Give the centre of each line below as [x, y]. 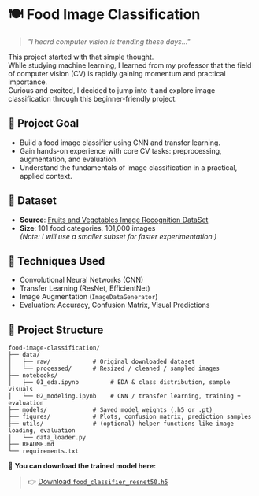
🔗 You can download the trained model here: [82, 466]
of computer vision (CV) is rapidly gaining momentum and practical [117, 73]
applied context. [46, 176]
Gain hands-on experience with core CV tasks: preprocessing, [120, 150]
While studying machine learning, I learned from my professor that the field [130, 65]
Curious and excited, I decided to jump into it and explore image [112, 90]
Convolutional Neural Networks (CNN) [81, 280]
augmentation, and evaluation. [68, 159]
